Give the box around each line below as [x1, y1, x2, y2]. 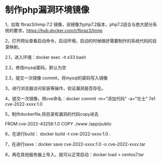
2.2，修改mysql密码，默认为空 [5, 64, 67, 71]
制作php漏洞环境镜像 [5, 4, 90, 16]
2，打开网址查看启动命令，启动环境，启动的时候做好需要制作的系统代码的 [5, 37, 153, 44]
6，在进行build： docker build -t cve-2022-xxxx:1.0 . [5, 131, 111, 137]
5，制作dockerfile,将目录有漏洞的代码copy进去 [5, 111, 99, 117]
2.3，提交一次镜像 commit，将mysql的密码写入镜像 [5, 75, 108, 81]
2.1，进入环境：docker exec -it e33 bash [5, 54, 87, 60]
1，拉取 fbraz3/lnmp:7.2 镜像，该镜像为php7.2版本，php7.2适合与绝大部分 [5, 21, 153, 27]
